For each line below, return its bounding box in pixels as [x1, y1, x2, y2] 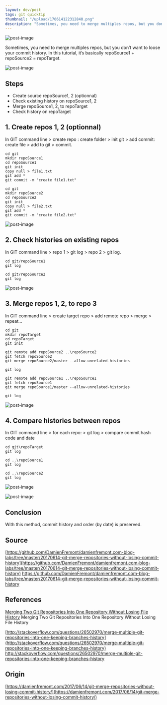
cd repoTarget [5, 336, 35, 341]
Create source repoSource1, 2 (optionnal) [12, 93, 97, 99]
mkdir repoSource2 [5, 190, 43, 195]
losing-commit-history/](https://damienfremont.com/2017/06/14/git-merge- [5, 689, 160, 695]
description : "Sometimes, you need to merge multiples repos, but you [5, 21, 155, 26]
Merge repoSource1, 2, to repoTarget [12, 103, 88, 109]
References [5, 596, 42, 604]
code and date [5, 435, 35, 441]
